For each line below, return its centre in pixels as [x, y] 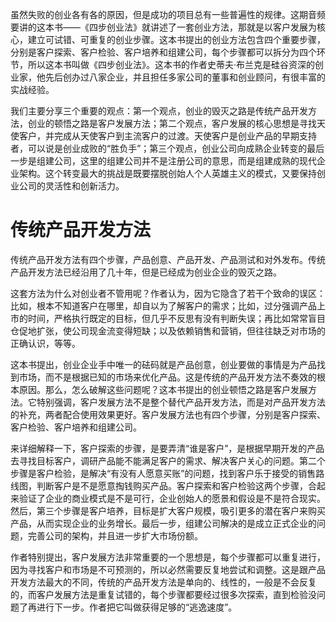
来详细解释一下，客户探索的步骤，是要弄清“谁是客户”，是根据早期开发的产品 [167, 448]
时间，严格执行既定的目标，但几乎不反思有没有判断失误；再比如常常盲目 [176, 318]
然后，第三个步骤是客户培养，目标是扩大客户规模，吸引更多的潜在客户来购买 [168, 510]
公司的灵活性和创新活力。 [71, 186]
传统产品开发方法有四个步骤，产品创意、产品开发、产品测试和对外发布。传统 [168, 259]
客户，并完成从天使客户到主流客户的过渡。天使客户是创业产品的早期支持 [167, 136]
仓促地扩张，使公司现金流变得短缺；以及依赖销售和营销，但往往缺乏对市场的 [168, 330]
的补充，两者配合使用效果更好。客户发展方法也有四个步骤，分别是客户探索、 [168, 414]
